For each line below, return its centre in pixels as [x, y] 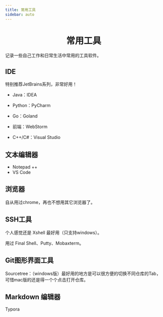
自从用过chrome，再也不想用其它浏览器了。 [50, 202]
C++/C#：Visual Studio [36, 137]
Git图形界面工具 [29, 260]
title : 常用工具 [20, 10]
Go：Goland [25, 116]
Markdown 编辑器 [33, 297]
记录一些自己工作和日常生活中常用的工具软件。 [53, 55]
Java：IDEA [25, 95]
